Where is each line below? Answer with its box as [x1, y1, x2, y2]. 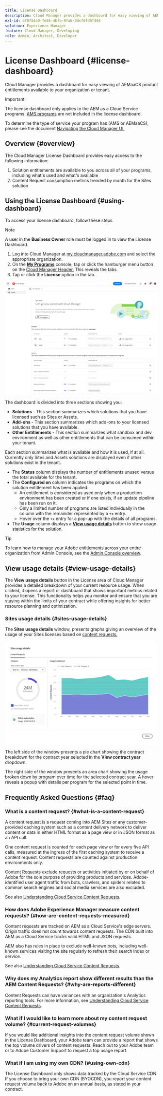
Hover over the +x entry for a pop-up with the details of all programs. [19, 516, 157, 521]
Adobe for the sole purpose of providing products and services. [5, 874, 132, 880]
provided [5, 824, 23, 830]
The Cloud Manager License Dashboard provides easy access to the [5, 153, 142, 158]
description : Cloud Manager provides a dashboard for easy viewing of [5, 13, 151, 18]
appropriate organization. [12, 256, 63, 262]
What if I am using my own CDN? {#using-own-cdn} [5, 1059, 130, 1066]
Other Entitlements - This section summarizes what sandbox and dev [12, 429, 152, 436]
